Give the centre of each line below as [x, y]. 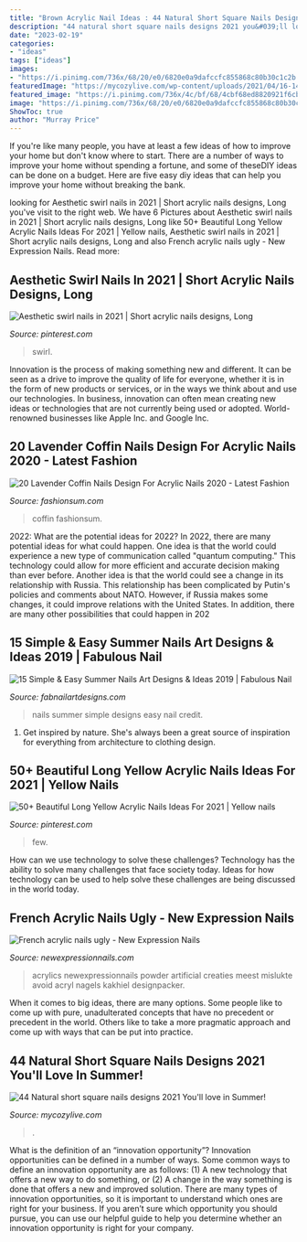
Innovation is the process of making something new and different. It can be [151, 369]
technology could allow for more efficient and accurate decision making [145, 565]
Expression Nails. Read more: [65, 252]
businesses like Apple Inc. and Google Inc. [129, 418]
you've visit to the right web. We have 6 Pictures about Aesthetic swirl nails [151, 212]
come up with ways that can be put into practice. [101, 1032]
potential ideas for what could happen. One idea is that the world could [143, 546]
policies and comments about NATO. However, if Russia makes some [139, 594]
